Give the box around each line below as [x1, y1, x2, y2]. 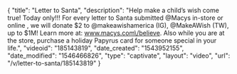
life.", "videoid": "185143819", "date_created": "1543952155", [7, 44, 184, 52]
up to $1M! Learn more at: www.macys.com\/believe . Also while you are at [7, 28, 225, 37]
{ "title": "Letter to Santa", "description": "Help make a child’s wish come [7, 6, 219, 14]
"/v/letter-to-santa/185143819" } [7, 59, 101, 67]
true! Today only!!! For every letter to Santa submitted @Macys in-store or [7, 14, 223, 22]
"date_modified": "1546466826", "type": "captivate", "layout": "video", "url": [7, 51, 231, 60]
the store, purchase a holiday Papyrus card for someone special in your [7, 36, 217, 45]
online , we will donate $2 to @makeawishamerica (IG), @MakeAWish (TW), [7, 21, 229, 29]
